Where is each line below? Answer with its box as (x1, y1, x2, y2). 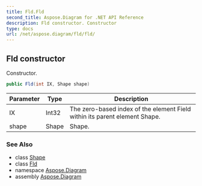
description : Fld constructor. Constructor (6, 20, 117, 26)
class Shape (14, 154, 46, 161)
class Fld (14, 160, 37, 167)
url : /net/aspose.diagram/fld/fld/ (6, 31, 96, 37)
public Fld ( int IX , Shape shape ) (6, 81, 90, 87)
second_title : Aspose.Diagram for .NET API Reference (6, 14, 144, 20)
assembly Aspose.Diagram (14, 173, 82, 181)
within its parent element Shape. (69, 112, 161, 120)
